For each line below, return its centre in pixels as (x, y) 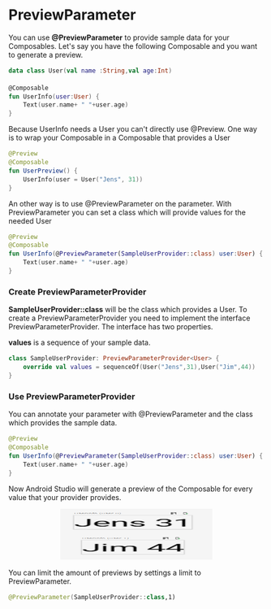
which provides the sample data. (63, 423)
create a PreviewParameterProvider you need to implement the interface (129, 318)
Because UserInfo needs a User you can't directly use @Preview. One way (133, 129)
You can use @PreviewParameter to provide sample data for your (119, 37)
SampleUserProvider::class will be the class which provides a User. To (128, 310)
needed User (30, 220)
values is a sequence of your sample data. (80, 342)
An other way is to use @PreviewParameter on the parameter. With (120, 203)
